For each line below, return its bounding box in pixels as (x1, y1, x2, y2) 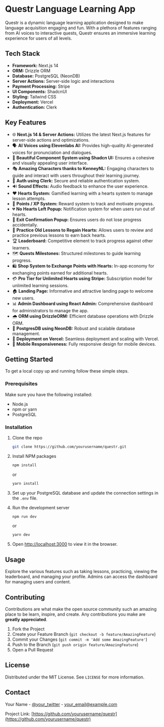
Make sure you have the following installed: (5, 391, 93, 398)
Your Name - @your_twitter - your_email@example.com (5, 701, 117, 707)
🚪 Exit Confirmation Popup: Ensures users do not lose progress (12, 217, 141, 223)
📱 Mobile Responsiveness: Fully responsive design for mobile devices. (12, 341, 156, 347)
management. (12, 330, 41, 336)
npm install (12, 462, 37, 468)
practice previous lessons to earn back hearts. (12, 232, 106, 238)
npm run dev (12, 514, 37, 519)
